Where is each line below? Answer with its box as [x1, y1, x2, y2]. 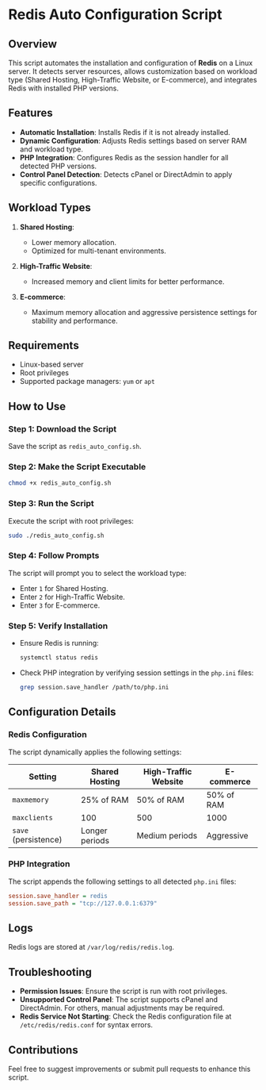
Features [8, 106, 53, 120]
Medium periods [136, 830, 198, 841]
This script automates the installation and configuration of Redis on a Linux [8, 58, 253, 67]
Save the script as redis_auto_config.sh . [8, 442, 142, 451]
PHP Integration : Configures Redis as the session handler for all [19, 152, 229, 162]
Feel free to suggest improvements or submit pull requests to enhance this [8, 1064, 251, 1073]
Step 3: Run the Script [8, 498, 95, 509]
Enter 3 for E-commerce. [19, 601, 101, 610]
